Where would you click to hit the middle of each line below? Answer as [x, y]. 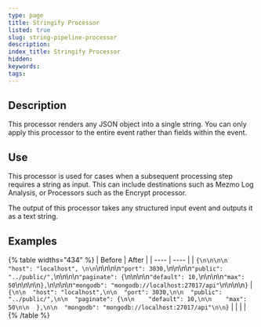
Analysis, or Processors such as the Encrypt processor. [98, 193]
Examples [33, 241]
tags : [17, 74]
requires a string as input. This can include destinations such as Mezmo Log [131, 184]
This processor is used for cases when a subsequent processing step [121, 176]
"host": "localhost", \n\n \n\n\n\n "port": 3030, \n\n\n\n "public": [116, 268]
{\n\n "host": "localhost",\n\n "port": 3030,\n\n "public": [115, 292]
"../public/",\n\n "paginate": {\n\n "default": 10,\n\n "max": [127, 300]
